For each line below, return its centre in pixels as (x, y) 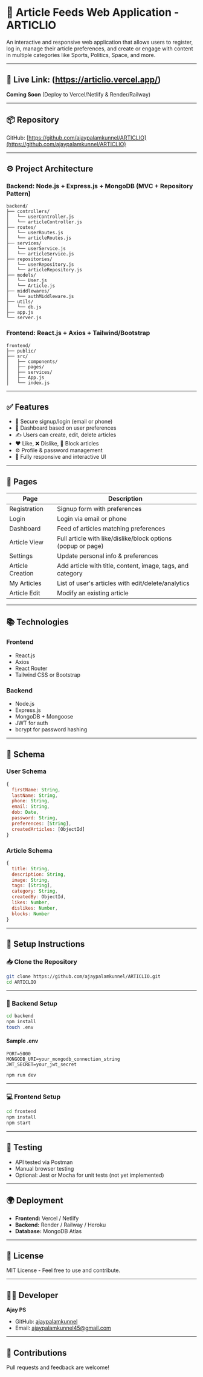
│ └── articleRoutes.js (39, 238)
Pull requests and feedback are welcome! (58, 1367)
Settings (21, 556)
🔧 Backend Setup (32, 1003)
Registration (26, 509)
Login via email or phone (92, 519)
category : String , (35, 891)
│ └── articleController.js (44, 222)
